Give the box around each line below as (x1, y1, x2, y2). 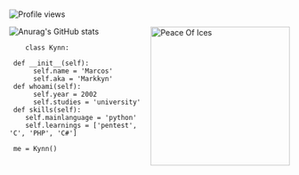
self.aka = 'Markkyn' (32, 74, 114, 84)
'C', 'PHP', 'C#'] (9, 129, 77, 138)
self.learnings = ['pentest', (25, 121, 138, 130)
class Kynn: (25, 43, 69, 52)
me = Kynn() (12, 144, 58, 153)
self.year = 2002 (32, 90, 98, 99)
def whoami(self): (12, 82, 82, 91)
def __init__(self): (12, 59, 90, 68)
